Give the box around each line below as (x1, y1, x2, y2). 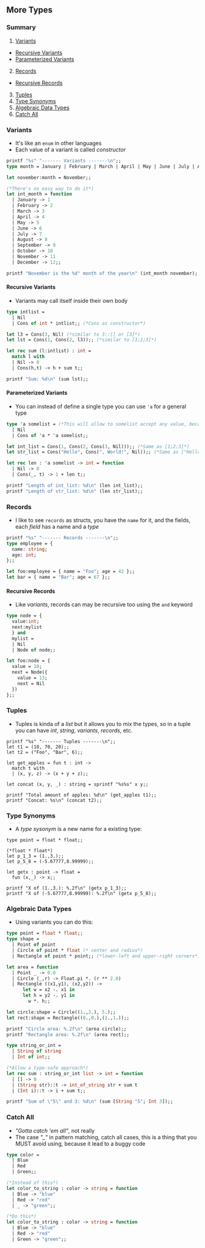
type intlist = (6, 308, 45, 315)
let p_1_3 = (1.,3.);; (6, 853, 64, 860)
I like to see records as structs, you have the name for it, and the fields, (15, 516, 191, 524)
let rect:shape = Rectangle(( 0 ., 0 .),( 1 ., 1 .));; (6, 1015, 130, 1021)
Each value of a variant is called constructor (15, 146, 126, 153)
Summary (6, 23, 37, 32)
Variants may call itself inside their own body (15, 297, 128, 304)
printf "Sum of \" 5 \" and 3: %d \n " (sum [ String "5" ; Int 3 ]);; (6, 1098, 173, 1105)
